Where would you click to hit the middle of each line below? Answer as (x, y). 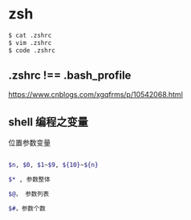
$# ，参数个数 (27, 208)
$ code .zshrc (32, 50)
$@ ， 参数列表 (29, 194)
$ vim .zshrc (30, 43)
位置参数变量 (29, 143)
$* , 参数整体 (29, 180)
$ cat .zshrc (30, 35)
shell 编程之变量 (48, 122)
